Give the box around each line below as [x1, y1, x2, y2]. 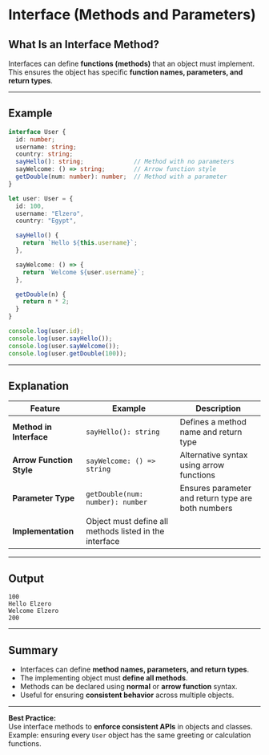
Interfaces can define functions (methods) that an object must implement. [8, 59, 255, 68]
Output [8, 571, 44, 585]
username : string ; [15, 143, 78, 151]
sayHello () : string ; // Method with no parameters [15, 158, 235, 166]
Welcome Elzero [8, 607, 59, 615]
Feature [30, 403, 61, 414]
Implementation [12, 526, 74, 537]
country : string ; [15, 150, 74, 158]
